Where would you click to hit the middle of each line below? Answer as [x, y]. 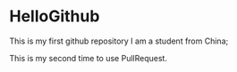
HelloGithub [55, 16]
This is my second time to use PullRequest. [89, 58]
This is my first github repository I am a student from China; [119, 41]
